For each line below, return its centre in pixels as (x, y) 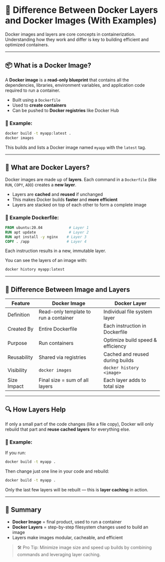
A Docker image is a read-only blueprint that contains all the (67, 80)
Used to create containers (39, 105)
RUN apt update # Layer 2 (47, 232)
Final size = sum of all (64, 380)
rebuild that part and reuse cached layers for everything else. (68, 429)
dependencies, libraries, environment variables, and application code (75, 85)
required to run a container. (33, 90)
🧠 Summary (23, 510)
